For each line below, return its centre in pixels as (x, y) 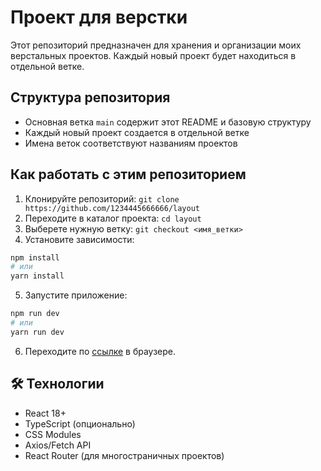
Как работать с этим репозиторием (128, 174)
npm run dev (35, 314)
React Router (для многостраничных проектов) (124, 455)
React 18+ (45, 413)
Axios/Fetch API (58, 445)
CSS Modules (53, 434)
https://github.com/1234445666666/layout (112, 208)
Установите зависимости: (79, 239)
